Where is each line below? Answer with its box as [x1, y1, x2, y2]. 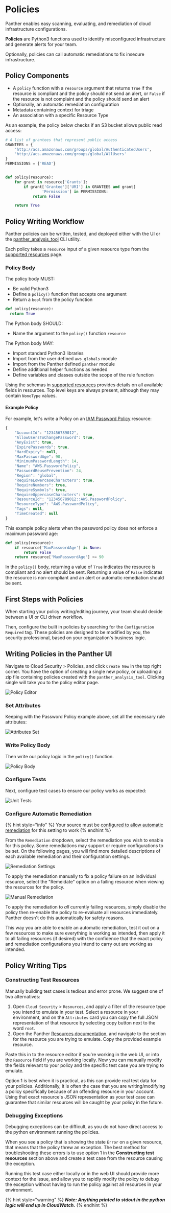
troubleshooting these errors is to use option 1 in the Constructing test [5, 1150, 155, 1156]
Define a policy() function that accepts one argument [12, 291, 127, 297]
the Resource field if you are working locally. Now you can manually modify [5, 1057, 162, 1063]
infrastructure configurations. [5, 26, 67, 32]
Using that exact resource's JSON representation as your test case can [5, 1093, 155, 1100]
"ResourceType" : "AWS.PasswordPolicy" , [14, 502, 100, 507]
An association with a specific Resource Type [12, 112, 109, 118]
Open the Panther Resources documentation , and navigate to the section [12, 1031, 166, 1037]
